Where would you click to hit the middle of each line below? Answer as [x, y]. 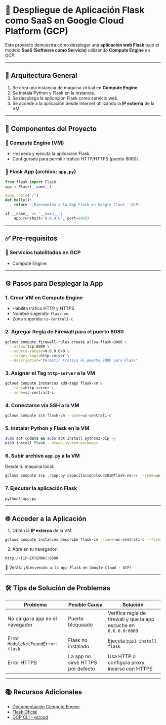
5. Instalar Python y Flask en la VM [47, 428]
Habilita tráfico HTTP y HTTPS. [44, 309]
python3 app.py [21, 499]
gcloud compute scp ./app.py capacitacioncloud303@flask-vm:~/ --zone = [80, 476]
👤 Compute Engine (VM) [35, 143]
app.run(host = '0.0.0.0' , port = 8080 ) [52, 218]
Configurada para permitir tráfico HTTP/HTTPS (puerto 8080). [76, 159]
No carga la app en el [32, 619]
